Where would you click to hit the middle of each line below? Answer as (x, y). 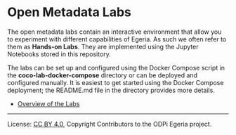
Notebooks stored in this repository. (59, 54)
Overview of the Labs (48, 103)
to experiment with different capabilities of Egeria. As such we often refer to (117, 39)
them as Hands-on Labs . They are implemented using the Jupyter (103, 46)
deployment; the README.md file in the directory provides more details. (111, 90)
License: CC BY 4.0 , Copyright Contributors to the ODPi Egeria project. (110, 124)
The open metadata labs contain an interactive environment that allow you (114, 32)
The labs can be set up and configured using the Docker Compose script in (116, 67)
